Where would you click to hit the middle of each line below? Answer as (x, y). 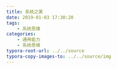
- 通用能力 (29, 40)
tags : (13, 23)
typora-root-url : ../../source (45, 51)
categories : (21, 34)
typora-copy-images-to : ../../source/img (59, 56)
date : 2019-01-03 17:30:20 (40, 17)
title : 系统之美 (25, 12)
